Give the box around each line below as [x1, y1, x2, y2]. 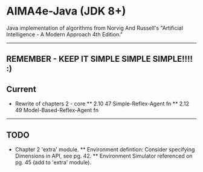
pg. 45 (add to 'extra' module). [14, 159, 92, 166]
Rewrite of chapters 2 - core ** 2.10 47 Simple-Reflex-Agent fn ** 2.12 [14, 100, 189, 107]
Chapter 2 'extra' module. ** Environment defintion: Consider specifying [14, 145, 195, 153]
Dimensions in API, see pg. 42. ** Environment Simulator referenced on [14, 152, 193, 159]
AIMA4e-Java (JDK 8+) [6, 4, 126, 18]
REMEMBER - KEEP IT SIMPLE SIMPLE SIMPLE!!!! [6, 54, 193, 64]
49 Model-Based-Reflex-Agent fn [14, 107, 98, 114]
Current [6, 84, 36, 94]
